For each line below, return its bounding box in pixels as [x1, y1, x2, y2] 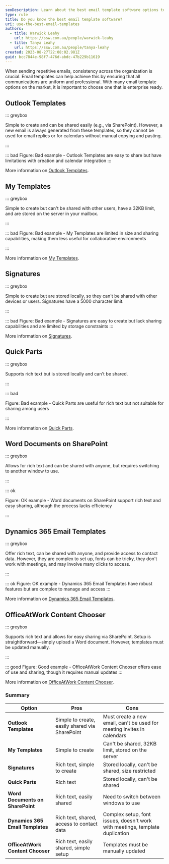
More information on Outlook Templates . [5, 168, 89, 174]
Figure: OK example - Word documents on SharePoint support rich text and [5, 498, 161, 504]
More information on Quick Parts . [5, 425, 74, 431]
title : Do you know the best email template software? [5, 17, 123, 22]
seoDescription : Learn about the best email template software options [5, 7, 158, 13]
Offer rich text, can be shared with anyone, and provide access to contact [5, 551, 158, 557]
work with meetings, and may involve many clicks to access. [5, 561, 131, 567]
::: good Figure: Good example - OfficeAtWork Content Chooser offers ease [5, 664, 162, 670]
